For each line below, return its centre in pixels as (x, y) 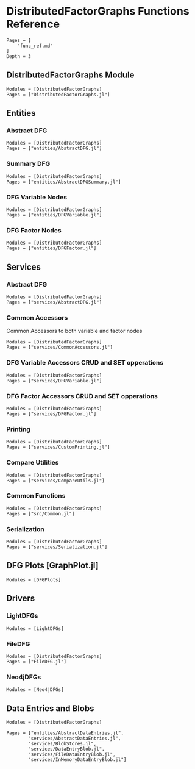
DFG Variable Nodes (37, 197)
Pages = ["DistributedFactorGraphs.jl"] (58, 95)
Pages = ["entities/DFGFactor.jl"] (51, 248)
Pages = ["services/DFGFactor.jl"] (51, 414)
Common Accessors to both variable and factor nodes (74, 331)
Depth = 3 (19, 56)
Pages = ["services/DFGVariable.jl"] (54, 381)
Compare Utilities (33, 463)
